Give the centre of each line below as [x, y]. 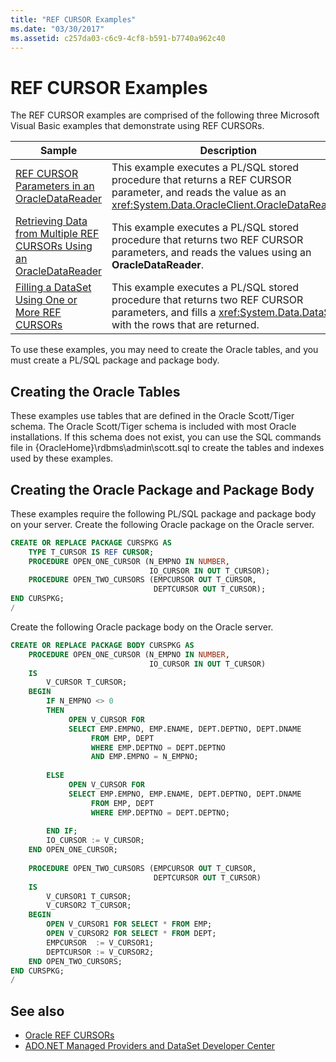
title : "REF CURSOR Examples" [73, 19]
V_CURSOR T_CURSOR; [87, 682]
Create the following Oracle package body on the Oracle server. [142, 627]
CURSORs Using [54, 246]
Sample [58, 151]
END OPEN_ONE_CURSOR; [73, 850]
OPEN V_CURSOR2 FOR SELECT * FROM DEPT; [131, 934]
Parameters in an [55, 186]
